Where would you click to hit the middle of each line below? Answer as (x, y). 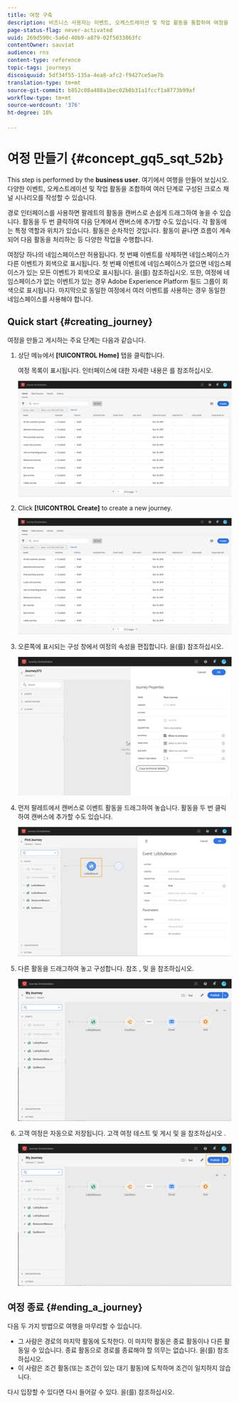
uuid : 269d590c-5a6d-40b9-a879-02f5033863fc (74, 38)
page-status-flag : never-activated (60, 30)
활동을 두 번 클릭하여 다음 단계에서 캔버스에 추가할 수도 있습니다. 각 (115, 222)
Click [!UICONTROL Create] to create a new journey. (95, 508)
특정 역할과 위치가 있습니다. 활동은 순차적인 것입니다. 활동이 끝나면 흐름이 (116, 230)
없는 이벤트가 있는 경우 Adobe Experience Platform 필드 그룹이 (132, 281)
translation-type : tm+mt (44, 83)
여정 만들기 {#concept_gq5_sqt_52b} (116, 159)
